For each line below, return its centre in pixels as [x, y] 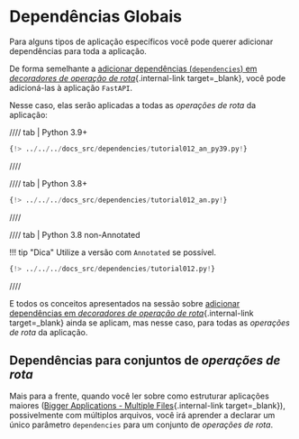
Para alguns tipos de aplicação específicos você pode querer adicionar [141, 41]
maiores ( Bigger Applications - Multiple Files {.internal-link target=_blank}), [147, 406]
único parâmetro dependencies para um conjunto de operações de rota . [141, 425]
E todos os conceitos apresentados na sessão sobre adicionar [125, 303]
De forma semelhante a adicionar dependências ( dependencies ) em [133, 69]
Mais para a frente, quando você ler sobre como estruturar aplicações [140, 396]
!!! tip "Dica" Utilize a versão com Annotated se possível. [113, 252]
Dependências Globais [96, 17]
